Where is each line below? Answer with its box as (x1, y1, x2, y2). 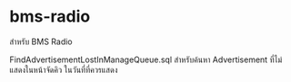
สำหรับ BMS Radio (9, 36, 73, 47)
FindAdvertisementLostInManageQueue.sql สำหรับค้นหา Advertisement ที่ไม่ (9, 54, 283, 65)
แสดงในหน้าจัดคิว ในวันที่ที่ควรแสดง (9, 64, 118, 75)
